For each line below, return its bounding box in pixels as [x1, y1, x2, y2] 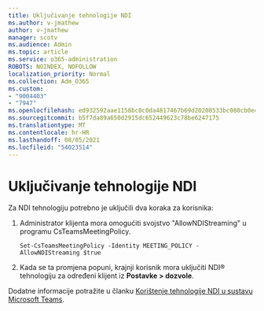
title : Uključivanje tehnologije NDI [8, 11, 132, 20]
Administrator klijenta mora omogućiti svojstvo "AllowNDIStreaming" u [19, 218, 247, 228]
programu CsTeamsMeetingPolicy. [19, 227, 131, 236]
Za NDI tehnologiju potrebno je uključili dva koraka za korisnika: [8, 203, 214, 213]
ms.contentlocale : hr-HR [8, 128, 90, 136]
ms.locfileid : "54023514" [8, 143, 93, 151]
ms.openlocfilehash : [8, 107, 76, 115]
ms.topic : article [8, 48, 68, 56]
